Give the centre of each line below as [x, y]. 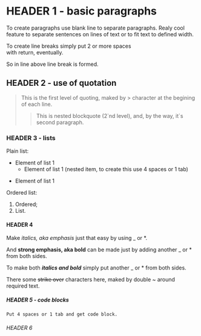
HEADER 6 [19, 328]
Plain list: [18, 151]
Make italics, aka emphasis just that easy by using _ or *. [77, 238]
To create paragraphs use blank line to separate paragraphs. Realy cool [95, 28]
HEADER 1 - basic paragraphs [82, 11]
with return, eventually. [35, 52]
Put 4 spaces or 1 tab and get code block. [62, 315]
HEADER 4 [20, 224]
